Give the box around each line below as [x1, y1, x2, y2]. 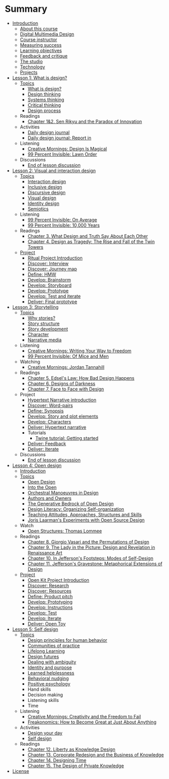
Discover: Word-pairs [27, 402, 73, 409]
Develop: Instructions [27, 604, 73, 610]
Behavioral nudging [27, 675, 69, 681]
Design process [27, 107, 61, 114]
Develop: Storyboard [27, 282, 72, 288]
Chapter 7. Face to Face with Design [27, 386, 104, 392]
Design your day [27, 730, 63, 736]
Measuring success [20, 42, 62, 48]
